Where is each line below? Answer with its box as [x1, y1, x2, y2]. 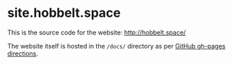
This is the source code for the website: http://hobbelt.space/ [7, 28, 186, 37]
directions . [7, 49, 39, 58]
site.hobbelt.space [7, 5, 121, 21]
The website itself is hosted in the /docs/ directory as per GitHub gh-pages [7, 41, 226, 50]
